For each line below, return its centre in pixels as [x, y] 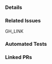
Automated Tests [26, 44]
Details [14, 7]
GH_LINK [14, 32]
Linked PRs [19, 57]
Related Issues [23, 20]
